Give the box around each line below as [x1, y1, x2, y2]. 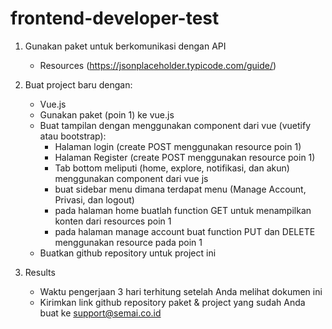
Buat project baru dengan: [24, 78, 133, 91]
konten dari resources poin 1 [54, 215, 172, 227]
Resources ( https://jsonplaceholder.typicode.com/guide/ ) [39, 59, 277, 71]
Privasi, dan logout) [54, 193, 135, 206]
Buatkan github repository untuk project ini [39, 247, 217, 259]
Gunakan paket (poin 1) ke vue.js [39, 108, 175, 121]
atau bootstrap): [39, 130, 107, 142]
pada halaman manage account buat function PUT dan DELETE [54, 225, 316, 237]
